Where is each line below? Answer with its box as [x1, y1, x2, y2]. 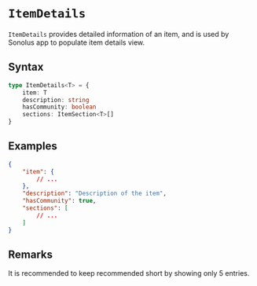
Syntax [8, 60, 44, 74]
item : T [22, 89, 47, 97]
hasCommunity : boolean [22, 103, 97, 112]
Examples [8, 140, 57, 153]
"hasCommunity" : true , [22, 197, 97, 205]
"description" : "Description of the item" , [22, 189, 167, 198]
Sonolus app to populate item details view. [8, 38, 145, 47]
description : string [22, 96, 90, 104]
